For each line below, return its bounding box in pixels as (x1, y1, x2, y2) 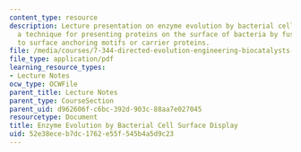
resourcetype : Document (9, 113, 99, 122)
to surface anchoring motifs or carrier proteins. (17, 38, 211, 47)
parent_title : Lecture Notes (9, 88, 118, 97)
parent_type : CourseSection (9, 96, 115, 106)
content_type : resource (9, 13, 99, 22)
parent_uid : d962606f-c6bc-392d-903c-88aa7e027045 (9, 105, 202, 114)
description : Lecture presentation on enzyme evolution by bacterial (9, 21, 275, 30)
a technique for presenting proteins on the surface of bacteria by (17, 30, 279, 38)
